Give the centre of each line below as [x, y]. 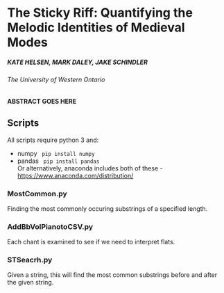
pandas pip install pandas [58, 161]
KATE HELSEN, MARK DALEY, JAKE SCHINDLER [77, 62]
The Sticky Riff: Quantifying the [100, 13]
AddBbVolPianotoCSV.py [50, 226]
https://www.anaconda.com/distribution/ [75, 175]
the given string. [31, 283]
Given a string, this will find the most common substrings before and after [112, 275]
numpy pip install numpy [56, 153]
